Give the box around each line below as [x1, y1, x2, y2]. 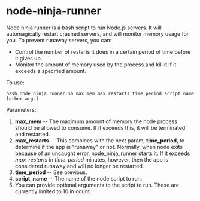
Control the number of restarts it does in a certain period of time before [14, 48, 191, 55]
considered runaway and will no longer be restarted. [14, 162, 144, 169]
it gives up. [14, 54, 43, 62]
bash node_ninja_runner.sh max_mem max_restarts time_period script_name [6, 90, 195, 96]
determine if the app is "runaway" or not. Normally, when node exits [14, 143, 183, 150]
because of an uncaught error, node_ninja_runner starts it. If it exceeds [14, 150, 190, 157]
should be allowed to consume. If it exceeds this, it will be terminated [14, 124, 186, 131]
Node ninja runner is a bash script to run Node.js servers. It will [6, 24, 162, 31]
